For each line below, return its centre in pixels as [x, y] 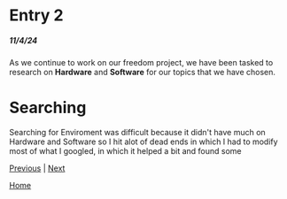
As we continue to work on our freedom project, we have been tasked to [141, 63]
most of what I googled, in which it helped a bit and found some [125, 151]
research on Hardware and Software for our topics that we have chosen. [143, 73]
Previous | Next [37, 168]
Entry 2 [36, 15]
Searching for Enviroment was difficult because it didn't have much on [137, 133]
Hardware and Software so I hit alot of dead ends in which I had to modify [143, 142]
